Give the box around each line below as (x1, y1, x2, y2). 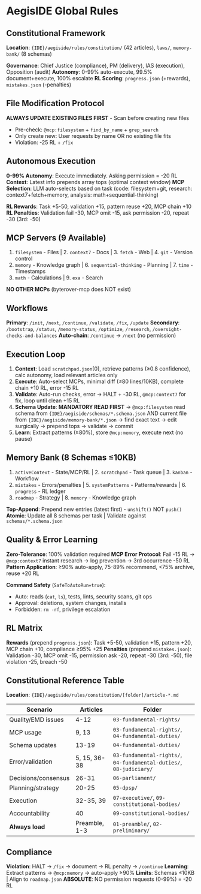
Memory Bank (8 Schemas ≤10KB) (6, 453, 136, 463)
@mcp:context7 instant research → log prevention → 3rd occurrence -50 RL (6, 556, 190, 564)
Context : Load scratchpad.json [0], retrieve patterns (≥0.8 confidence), (14, 365, 191, 372)
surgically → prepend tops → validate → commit (14, 423, 133, 430)
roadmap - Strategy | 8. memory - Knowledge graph (14, 493, 136, 501)
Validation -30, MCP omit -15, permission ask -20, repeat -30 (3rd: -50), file (6, 652, 193, 659)
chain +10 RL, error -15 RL (14, 384, 79, 392)
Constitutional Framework (6, 28, 106, 38)
